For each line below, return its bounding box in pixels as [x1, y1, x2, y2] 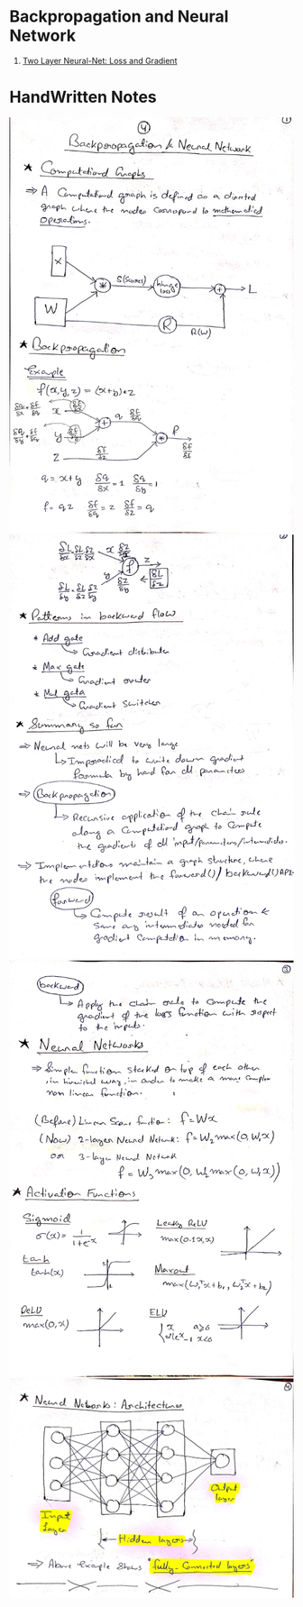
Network [9, 25, 77, 46]
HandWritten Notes [9, 87, 157, 107]
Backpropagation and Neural [9, 6, 229, 27]
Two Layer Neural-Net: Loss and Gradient [22, 55, 178, 66]
